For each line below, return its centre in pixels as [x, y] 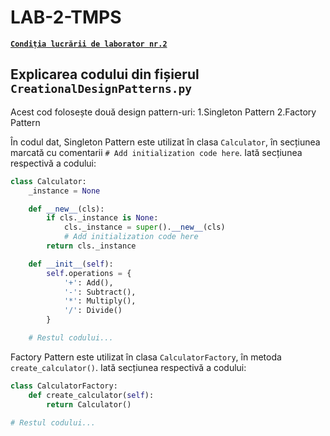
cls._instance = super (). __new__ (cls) [144, 227]
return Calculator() [89, 404]
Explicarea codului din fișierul [105, 74]
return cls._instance [91, 246]
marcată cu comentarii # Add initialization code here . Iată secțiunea [156, 152]
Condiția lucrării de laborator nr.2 [89, 44]
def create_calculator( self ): [91, 395]
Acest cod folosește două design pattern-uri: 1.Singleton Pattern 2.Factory [163, 112]
